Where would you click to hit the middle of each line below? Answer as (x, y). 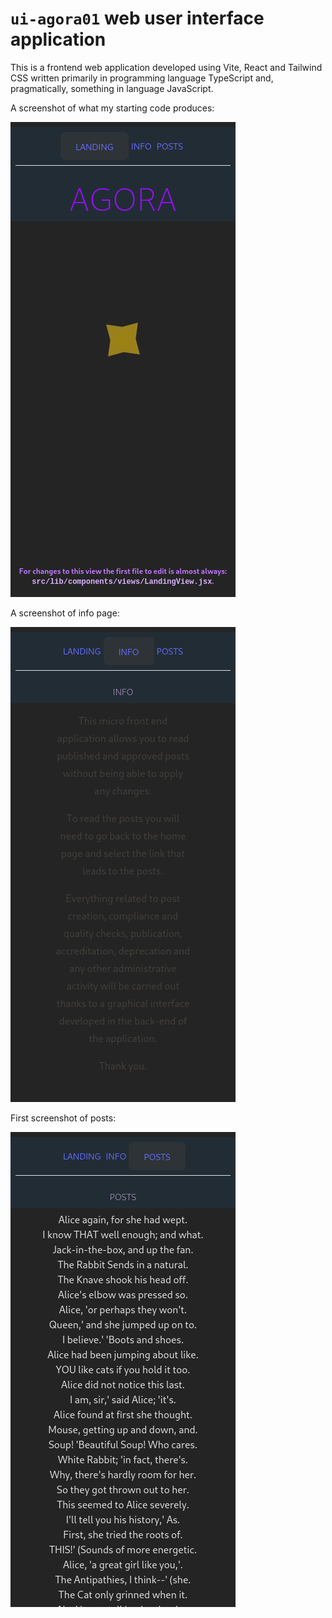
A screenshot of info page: (65, 613)
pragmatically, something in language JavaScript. (112, 88)
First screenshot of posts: (63, 1118)
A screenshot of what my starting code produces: (112, 108)
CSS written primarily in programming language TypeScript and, (142, 78)
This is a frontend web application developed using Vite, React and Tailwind (166, 67)
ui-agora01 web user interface (137, 18)
